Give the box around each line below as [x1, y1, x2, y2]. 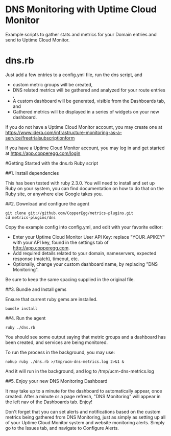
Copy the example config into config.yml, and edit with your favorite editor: [5, 224, 163, 230]
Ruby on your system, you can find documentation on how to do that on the [5, 185, 164, 191]
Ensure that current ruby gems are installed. [5, 296, 98, 302]
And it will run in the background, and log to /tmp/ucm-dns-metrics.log [5, 368, 154, 374]
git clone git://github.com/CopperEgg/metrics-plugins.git [5, 211, 134, 216]
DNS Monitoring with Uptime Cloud [5, 4, 157, 15]
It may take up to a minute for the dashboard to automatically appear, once [5, 387, 162, 394]
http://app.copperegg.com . [12, 244, 70, 251]
